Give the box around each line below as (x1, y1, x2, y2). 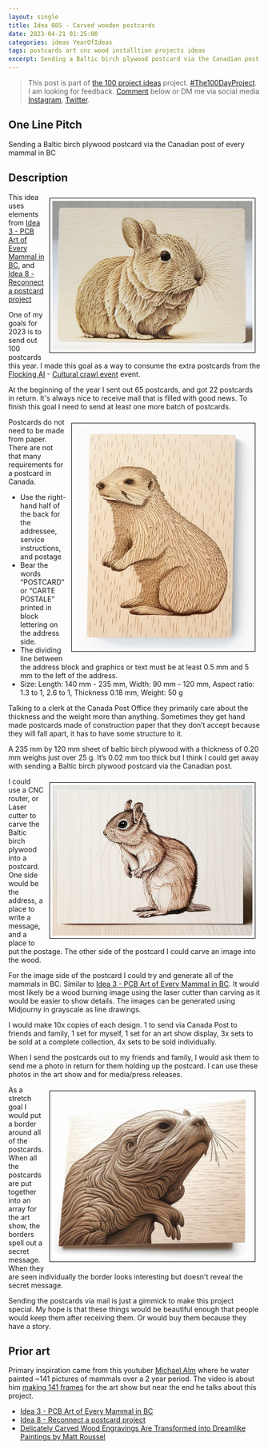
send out (8, 335, 38, 345)
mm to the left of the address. (19, 670, 118, 680)
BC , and (8, 260, 35, 269)
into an (8, 1196, 31, 1205)
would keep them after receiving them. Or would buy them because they (8, 1312, 247, 1323)
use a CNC (8, 784, 44, 795)
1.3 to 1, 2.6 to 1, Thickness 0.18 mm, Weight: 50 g (19, 688, 183, 697)
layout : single (8, 13, 59, 21)
